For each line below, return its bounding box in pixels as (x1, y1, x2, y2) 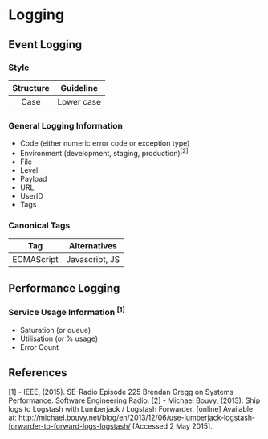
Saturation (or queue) (19, 326, 91, 335)
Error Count (19, 343, 59, 352)
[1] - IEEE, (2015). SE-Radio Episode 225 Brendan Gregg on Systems (8, 388, 234, 397)
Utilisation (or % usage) (19, 334, 99, 343)
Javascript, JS (66, 254, 120, 265)
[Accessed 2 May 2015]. (132, 421, 213, 431)
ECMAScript (12, 254, 59, 265)
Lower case (57, 96, 102, 107)
